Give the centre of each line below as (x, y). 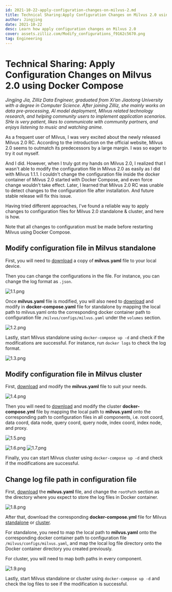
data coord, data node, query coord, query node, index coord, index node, (84, 422)
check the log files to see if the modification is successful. (67, 584)
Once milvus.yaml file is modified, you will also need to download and (79, 301)
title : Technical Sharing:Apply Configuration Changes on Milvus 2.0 (81, 15)
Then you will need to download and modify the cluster (63, 406)
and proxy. (17, 428)
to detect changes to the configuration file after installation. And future (80, 191)
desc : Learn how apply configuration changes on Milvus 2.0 (71, 29)
